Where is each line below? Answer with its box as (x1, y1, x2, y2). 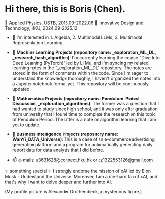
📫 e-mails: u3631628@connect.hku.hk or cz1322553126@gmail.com (12, 157, 153, 163)
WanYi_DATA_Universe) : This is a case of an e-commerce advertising (12, 136, 155, 142)
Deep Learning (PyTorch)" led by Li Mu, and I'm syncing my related (12, 60, 149, 66)
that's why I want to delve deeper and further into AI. (5, 179, 112, 185)
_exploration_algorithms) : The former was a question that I (37, 100, 159, 106)
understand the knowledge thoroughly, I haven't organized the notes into (12, 75, 161, 81)
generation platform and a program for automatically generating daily (12, 141, 153, 147)
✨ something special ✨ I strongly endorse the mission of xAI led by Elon (5, 168, 151, 174)
